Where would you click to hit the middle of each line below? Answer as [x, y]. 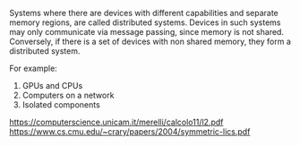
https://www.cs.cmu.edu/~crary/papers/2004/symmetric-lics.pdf [130, 132]
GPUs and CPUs [52, 86]
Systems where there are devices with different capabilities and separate [144, 13]
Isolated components [61, 105]
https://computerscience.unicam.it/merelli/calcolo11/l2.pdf [116, 122]
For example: [34, 68]
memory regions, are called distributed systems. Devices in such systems [145, 22]
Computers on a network [68, 95]
